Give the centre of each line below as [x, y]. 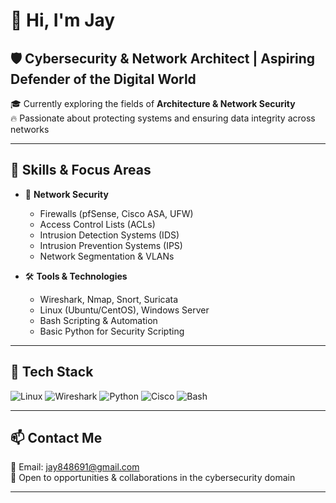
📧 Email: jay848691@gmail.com [75, 467]
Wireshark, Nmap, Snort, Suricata [109, 299]
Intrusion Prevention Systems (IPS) [111, 245]
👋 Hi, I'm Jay [63, 20]
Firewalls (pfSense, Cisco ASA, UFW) [116, 213]
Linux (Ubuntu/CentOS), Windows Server [124, 310]
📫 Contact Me [56, 438]
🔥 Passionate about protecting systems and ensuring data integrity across [163, 118]
